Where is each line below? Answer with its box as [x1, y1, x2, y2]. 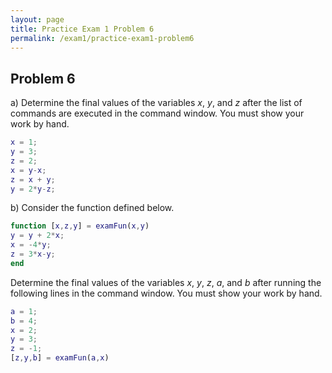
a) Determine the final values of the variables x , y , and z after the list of [10, 97, 303, 109]
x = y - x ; [10, 165, 47, 175]
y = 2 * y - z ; [10, 184, 56, 194]
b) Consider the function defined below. [10, 202, 175, 214]
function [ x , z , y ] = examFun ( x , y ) [10, 221, 150, 231]
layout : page [10, 14, 65, 25]
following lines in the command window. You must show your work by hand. [10, 287, 323, 299]
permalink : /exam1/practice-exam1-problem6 [10, 33, 195, 43]
